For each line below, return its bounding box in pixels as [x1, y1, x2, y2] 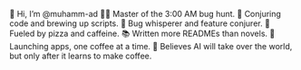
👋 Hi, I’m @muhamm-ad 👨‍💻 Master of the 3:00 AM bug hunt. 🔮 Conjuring [9, 9, 281, 19]
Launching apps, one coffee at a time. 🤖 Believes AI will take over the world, [9, 41, 293, 51]
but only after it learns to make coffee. [9, 50, 152, 61]
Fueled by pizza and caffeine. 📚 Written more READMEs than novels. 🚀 [9, 28, 276, 39]
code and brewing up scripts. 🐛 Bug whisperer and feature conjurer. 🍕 [9, 18, 270, 29]
